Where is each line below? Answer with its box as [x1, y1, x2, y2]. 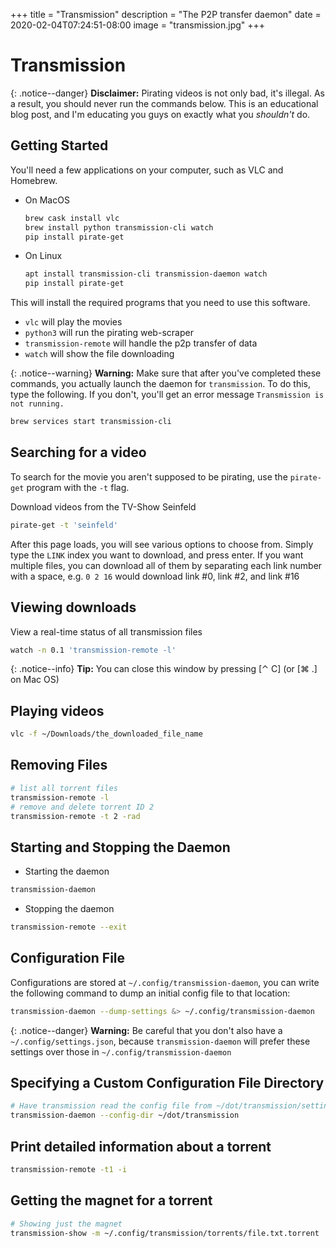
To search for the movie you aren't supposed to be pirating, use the [10, 470, 288, 483]
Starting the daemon [24, 865, 110, 878]
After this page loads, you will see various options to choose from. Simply [10, 538, 314, 550]
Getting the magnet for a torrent [10, 1192, 213, 1209]
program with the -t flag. [26, 481, 130, 493]
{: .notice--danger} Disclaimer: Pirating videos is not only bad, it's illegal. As [10, 87, 325, 99]
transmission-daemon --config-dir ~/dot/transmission [10, 1110, 240, 1121]
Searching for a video [10, 444, 147, 461]
